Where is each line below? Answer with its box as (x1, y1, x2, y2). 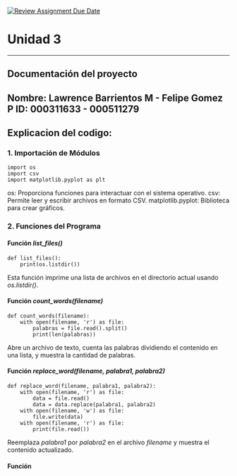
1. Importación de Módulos (7, 148, 100, 158)
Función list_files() (7, 238, 63, 247)
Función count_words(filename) (7, 297, 104, 305)
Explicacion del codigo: (7, 127, 113, 139)
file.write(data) (32, 413, 83, 420)
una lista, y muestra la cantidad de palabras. (7, 350, 136, 359)
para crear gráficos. (7, 204, 66, 212)
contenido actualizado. (7, 445, 74, 454)
